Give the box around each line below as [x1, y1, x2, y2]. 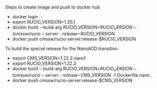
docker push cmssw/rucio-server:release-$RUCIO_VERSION [12, 36, 137, 42]
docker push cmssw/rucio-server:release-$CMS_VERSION [12, 77, 133, 83]
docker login [12, 14, 38, 19]
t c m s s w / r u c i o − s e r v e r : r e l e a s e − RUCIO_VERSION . [12, 31, 118, 37]
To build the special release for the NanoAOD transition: [5, 45, 119, 51]
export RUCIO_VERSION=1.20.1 [12, 19, 76, 25]
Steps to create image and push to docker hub [5, 4, 100, 10]
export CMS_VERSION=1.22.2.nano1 [12, 55, 86, 61]
